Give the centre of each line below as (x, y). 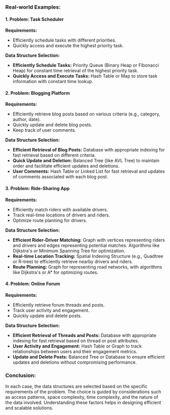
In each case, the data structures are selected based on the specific (77, 387)
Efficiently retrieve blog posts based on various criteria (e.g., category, (87, 114)
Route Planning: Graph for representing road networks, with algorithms (87, 267)
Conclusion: (21, 375)
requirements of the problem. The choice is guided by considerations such (83, 392)
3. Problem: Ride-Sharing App (38, 188)
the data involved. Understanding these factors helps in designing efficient (83, 403)
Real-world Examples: (33, 7)
